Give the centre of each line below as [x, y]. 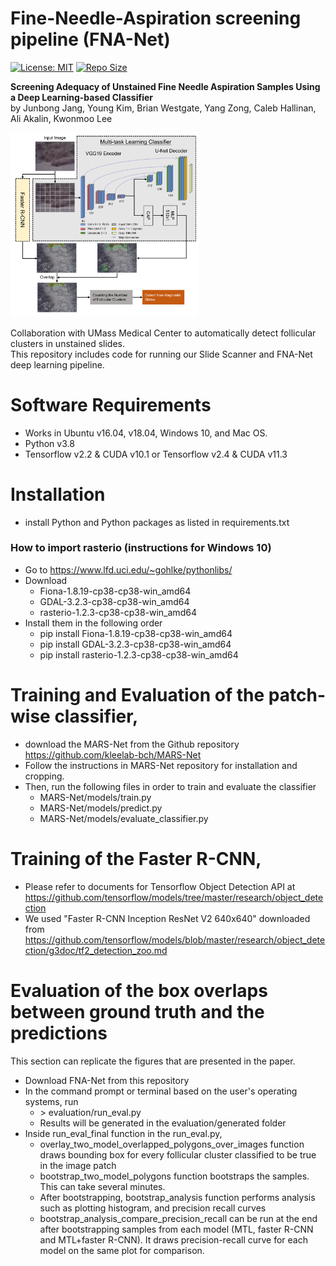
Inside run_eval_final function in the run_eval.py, [123, 1133]
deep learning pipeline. [57, 364]
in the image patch [78, 1165]
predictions [59, 1033]
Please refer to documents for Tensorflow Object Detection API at [160, 886]
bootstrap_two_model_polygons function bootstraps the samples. [174, 1176]
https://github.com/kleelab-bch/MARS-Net [113, 754]
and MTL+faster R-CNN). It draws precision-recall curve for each [173, 1239]
